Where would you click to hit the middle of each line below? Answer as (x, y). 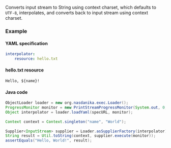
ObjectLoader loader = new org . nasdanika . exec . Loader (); (67, 103)
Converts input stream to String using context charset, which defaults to (81, 7)
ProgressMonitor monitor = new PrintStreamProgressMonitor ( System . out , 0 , (86, 108)
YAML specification (27, 43)
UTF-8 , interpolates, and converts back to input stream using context (77, 13)
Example (16, 31)
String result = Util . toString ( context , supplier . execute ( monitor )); (81, 136)
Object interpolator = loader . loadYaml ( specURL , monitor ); (69, 113)
